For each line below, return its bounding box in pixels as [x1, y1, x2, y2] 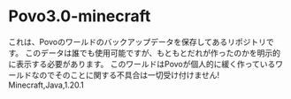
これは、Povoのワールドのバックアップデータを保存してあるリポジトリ [8, 36, 267, 47]
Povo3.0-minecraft [8, 6, 151, 27]
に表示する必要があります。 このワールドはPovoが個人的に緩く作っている [8, 58, 276, 69]
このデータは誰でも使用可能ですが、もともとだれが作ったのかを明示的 [25, 47, 280, 58]
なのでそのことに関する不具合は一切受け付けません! [31, 69, 220, 80]
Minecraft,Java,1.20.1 [8, 80, 85, 90]
